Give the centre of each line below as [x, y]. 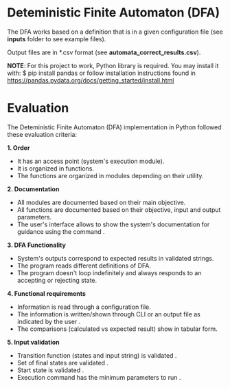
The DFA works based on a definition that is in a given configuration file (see [115, 32]
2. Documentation [33, 189]
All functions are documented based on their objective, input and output [119, 209]
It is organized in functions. [56, 168]
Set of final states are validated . [62, 363]
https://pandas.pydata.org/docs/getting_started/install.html [91, 80]
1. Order [19, 148]
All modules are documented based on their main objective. [101, 202]
